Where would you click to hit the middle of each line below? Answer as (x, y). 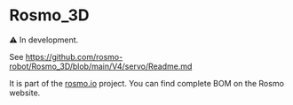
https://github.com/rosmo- (74, 56)
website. (25, 93)
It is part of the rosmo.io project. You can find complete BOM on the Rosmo (146, 83)
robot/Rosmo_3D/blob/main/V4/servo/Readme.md (101, 66)
